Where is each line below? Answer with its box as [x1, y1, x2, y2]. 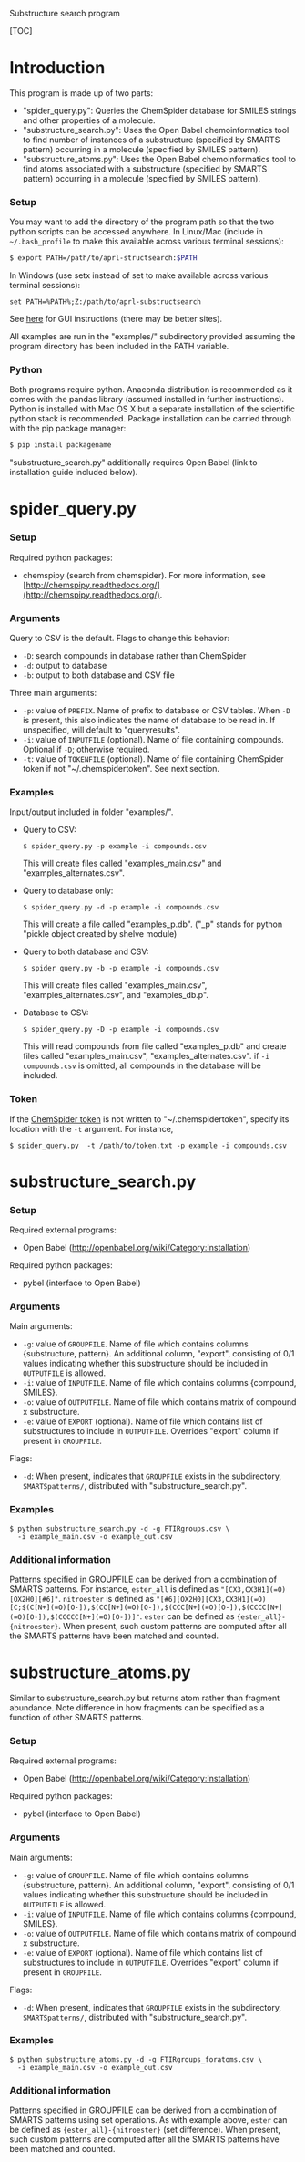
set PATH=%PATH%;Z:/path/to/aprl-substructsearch [9, 297, 202, 307]
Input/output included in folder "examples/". [9, 806, 174, 817]
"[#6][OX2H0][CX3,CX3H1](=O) [156, 1596, 267, 1605]
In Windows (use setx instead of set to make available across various [9, 270, 269, 281]
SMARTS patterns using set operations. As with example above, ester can [9, 2115, 288, 2126]
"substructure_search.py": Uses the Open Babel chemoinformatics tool [22, 124, 290, 135]
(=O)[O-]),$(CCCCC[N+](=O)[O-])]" [9, 1613, 141, 1622]
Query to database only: [22, 885, 114, 897]
